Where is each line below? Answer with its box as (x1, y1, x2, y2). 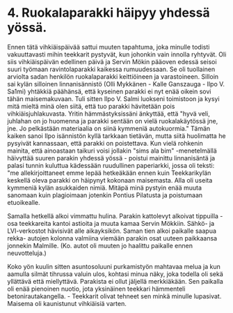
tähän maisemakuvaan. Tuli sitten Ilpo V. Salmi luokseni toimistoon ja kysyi (7, 94, 220, 102)
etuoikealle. (7, 198, 40, 206)
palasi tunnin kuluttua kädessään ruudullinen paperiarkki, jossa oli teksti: (7, 161, 215, 169)
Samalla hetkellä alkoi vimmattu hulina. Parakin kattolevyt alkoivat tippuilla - (7, 211, 223, 220)
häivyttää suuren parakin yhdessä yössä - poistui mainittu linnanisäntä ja (7, 153, 216, 162)
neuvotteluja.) (7, 249, 47, 257)
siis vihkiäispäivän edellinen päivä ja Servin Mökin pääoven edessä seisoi (7, 57, 217, 66)
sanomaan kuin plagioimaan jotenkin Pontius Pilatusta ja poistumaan (7, 190, 203, 199)
